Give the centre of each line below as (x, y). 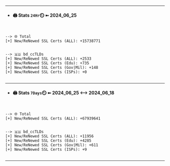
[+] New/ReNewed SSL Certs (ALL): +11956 (50, 136)
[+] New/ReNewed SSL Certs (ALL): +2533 (49, 59)
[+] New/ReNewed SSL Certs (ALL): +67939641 (53, 119)
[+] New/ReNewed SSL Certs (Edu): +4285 (49, 141)
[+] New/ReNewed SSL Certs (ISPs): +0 (46, 72)
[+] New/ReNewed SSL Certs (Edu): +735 (47, 63)
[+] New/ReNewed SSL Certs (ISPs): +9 (46, 150)
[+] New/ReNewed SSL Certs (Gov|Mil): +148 (52, 68)
